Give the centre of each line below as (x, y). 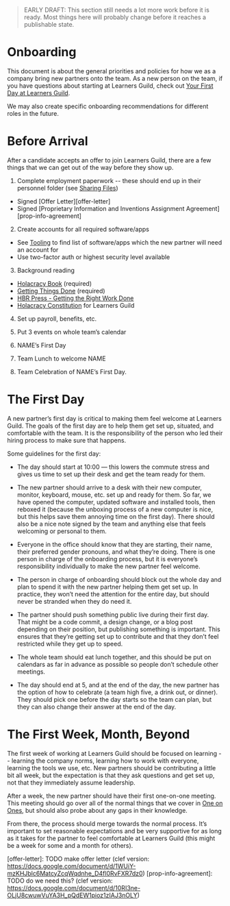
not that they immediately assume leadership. (71, 782)
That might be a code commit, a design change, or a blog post (105, 622)
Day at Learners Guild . (39, 93)
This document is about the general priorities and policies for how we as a (112, 71)
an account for (38, 249)
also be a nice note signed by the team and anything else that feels (112, 524)
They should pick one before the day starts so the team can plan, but (114, 699)
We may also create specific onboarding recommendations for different (108, 106)
